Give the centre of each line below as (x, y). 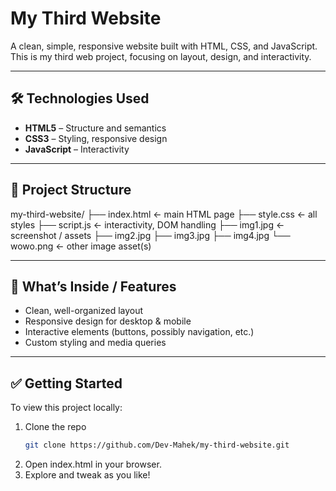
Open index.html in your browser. (93, 464)
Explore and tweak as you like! (87, 475)
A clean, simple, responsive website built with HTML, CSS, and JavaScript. (164, 46)
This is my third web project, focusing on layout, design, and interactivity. (161, 56)
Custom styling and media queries (95, 343)
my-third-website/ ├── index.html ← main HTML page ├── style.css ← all (164, 214)
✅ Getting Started (66, 383)
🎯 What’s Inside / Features (93, 286)
